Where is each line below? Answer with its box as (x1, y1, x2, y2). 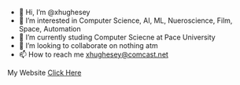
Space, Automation (18, 24, 82, 33)
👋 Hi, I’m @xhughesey (18, 8, 90, 17)
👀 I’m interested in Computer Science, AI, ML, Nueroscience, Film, (18, 16, 233, 25)
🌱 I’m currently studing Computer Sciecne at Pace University (18, 32, 216, 42)
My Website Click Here (7, 68, 82, 77)
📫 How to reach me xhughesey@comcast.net (18, 50, 168, 59)
